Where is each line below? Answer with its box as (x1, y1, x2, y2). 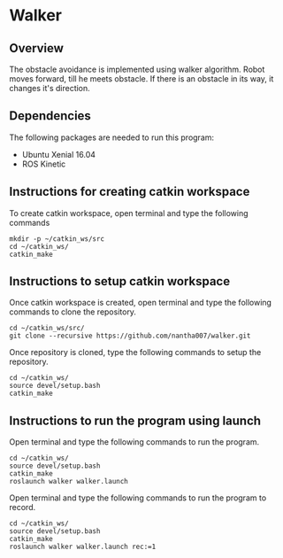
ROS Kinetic (21, 159, 66, 169)
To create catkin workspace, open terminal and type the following (9, 207, 249, 218)
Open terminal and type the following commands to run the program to (9, 492, 267, 503)
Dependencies (9, 108, 91, 124)
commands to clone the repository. (9, 306, 137, 317)
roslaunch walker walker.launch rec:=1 (9, 542, 157, 552)
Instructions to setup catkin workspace (9, 274, 231, 289)
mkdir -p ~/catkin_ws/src (9, 234, 104, 244)
